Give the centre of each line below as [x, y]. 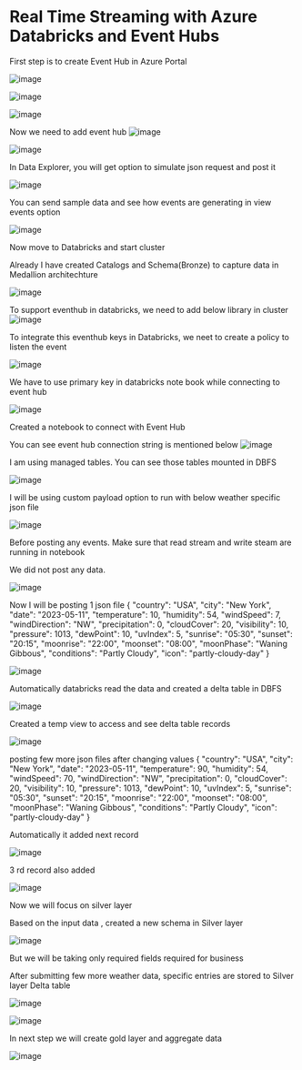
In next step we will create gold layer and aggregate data [116, 1038]
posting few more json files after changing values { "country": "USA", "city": [151, 759]
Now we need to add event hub [68, 131]
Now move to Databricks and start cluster [87, 247]
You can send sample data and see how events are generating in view [141, 202]
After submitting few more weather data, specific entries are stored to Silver [151, 975]
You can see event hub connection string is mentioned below [124, 444]
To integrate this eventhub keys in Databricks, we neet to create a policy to [149, 337]
